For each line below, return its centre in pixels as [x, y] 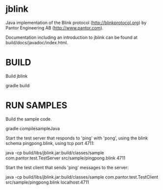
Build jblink [17, 76]
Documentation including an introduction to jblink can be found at [71, 37]
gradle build [18, 85]
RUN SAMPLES [36, 105]
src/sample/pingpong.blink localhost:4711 [47, 182]
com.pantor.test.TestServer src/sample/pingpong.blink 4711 [66, 158]
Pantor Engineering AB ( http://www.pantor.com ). [55, 27]
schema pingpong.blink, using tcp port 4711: [50, 143]
